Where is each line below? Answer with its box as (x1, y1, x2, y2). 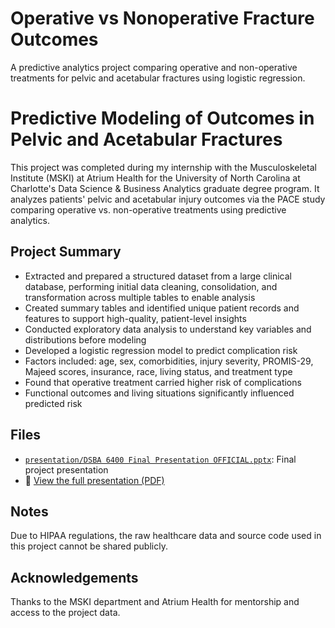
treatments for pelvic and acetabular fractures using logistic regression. (10, 72, 306, 84)
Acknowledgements (10, 569, 139, 586)
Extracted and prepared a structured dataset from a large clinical (24, 270, 292, 282)
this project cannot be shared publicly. (10, 540, 168, 552)
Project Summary (10, 243, 122, 261)
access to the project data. (10, 607, 121, 619)
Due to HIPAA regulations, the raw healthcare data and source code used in (10, 530, 322, 542)
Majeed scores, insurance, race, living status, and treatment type (24, 365, 293, 377)
